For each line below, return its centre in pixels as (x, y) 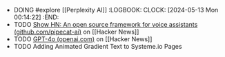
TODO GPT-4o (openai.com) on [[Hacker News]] (83, 39)
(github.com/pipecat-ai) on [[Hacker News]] (76, 32)
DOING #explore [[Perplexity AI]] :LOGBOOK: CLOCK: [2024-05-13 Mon (116, 10)
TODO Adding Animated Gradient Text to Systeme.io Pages (98, 46)
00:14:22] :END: (36, 17)
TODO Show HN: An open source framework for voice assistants (106, 24)
